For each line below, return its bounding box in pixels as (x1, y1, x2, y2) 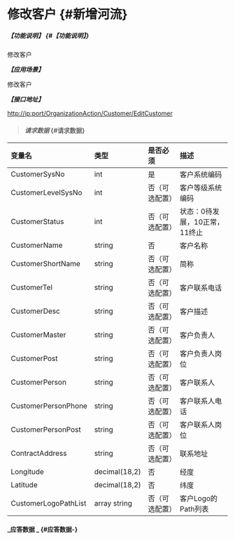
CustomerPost (10, 354, 58, 364)
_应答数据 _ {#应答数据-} (7, 525, 78, 534)
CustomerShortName (10, 259, 80, 269)
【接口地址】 (7, 96, 44, 104)
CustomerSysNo (10, 169, 65, 179)
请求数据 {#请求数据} (24, 126, 85, 134)
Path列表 (179, 504, 209, 514)
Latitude (10, 480, 38, 490)
